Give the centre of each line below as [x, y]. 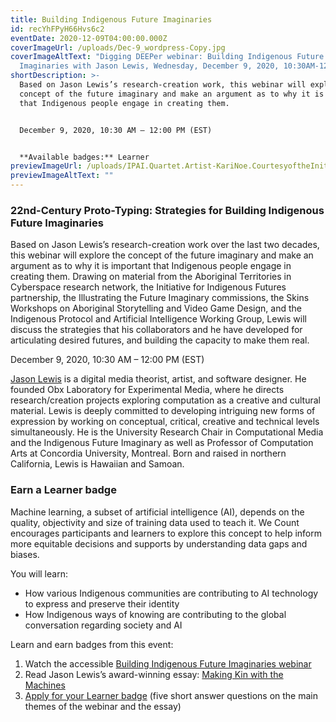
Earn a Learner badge [63, 490]
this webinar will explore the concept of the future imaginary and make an [162, 255]
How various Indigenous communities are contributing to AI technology [171, 593]
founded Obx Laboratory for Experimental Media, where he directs [147, 390]
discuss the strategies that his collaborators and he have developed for [156, 330]
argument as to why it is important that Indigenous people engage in [151, 266]
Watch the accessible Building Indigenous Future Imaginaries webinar [168, 663]
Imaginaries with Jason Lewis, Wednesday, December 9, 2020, [149, 66]
